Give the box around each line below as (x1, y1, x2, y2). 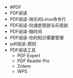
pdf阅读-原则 (9, 41, 36, 46)
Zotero (17, 63, 31, 69)
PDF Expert (17, 53, 40, 58)
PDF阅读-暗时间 (9, 29, 42, 34)
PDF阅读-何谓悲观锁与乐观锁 (9, 22, 68, 28)
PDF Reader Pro (17, 58, 50, 64)
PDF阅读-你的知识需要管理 (9, 35, 64, 40)
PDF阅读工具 (9, 47, 36, 53)
